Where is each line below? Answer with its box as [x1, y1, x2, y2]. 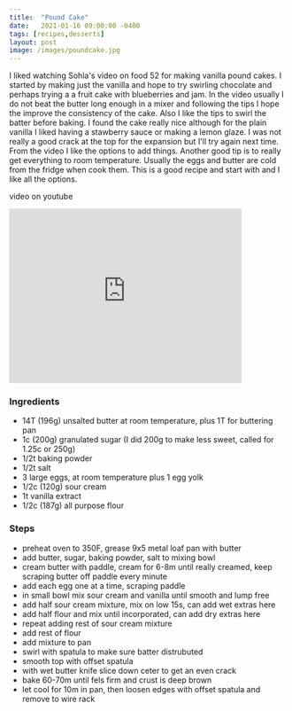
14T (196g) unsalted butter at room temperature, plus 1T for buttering [21, 416, 273, 426]
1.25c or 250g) [21, 444, 76, 455]
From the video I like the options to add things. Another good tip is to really [9, 145, 281, 156]
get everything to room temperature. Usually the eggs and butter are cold [9, 155, 277, 166]
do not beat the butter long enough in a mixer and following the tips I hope [9, 98, 280, 109]
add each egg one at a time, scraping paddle [21, 580, 186, 590]
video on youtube [9, 191, 73, 202]
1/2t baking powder [21, 453, 93, 464]
